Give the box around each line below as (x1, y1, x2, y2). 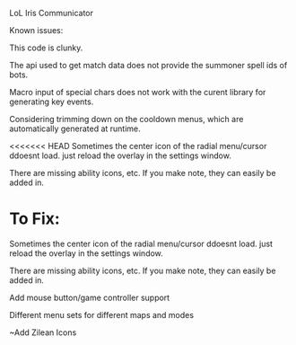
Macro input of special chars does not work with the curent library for (9, 87, 266, 97)
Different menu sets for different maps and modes (9, 309, 195, 320)
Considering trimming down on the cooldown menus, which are (9, 114, 244, 124)
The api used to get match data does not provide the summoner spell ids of (9, 60, 288, 70)
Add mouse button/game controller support (9, 292, 170, 303)
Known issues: (9, 25, 64, 35)
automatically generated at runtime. (9, 123, 141, 134)
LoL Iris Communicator (9, 8, 94, 18)
